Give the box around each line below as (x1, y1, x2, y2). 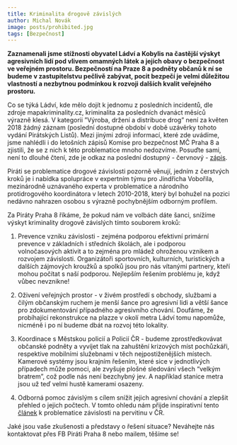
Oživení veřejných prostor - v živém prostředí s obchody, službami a (17, 291, 217, 299)
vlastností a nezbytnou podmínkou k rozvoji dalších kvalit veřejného (7, 79, 212, 88)
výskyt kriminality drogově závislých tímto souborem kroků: (7, 219, 181, 227)
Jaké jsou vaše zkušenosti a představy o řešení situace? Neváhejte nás (7, 422, 215, 431)
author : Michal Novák (7, 17, 71, 24)
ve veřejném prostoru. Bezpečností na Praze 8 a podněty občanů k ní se (7, 64, 223, 73)
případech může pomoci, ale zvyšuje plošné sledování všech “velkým (17, 365, 221, 374)
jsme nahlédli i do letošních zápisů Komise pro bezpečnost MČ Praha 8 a (7, 139, 219, 147)
